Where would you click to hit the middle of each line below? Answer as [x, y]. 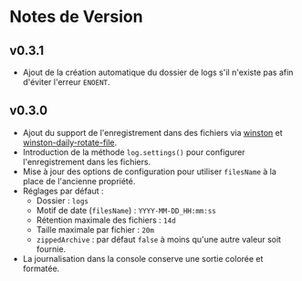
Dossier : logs [62, 200]
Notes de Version [76, 17]
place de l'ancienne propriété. [79, 181]
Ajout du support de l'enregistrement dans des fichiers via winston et [152, 132]
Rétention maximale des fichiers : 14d [106, 220]
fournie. [51, 249]
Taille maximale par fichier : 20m [95, 229]
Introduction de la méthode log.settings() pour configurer [134, 151]
